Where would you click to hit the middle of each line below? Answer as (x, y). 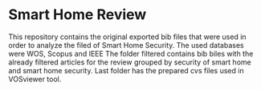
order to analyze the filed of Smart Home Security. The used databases (126, 45)
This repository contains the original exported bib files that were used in (127, 37)
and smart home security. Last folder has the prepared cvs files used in (126, 70)
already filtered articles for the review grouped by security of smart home (130, 62)
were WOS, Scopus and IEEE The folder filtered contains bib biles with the (131, 53)
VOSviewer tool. (35, 79)
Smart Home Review (77, 15)
